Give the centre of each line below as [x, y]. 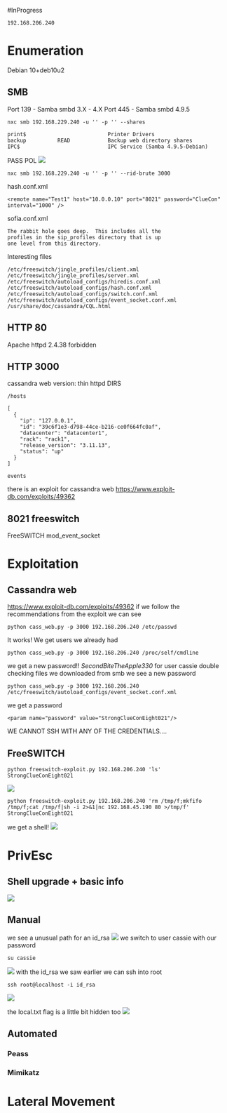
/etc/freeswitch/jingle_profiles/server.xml [73, 275]
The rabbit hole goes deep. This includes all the [84, 231]
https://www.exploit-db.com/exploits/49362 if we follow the [94, 607]
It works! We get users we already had [63, 640]
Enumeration [46, 51]
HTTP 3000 [33, 367]
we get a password [35, 705]
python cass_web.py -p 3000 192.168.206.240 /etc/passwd [92, 627]
